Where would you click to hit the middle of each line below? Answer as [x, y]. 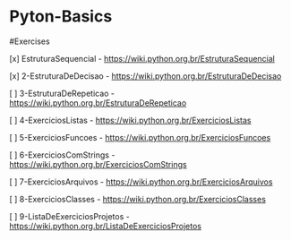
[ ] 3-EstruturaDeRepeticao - [62, 93]
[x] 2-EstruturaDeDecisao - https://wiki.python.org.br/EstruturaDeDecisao [145, 76]
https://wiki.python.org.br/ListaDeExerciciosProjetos [106, 226]
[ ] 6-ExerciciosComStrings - [62, 155]
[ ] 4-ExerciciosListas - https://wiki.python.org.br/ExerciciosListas [130, 120]
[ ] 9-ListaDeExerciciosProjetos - [69, 216]
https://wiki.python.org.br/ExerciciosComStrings [98, 164]
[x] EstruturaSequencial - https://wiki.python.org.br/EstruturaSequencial [142, 58]
